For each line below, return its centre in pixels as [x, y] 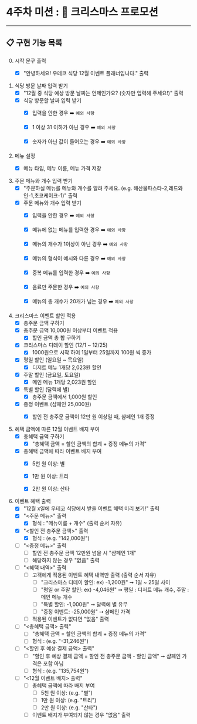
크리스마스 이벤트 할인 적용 [45, 316]
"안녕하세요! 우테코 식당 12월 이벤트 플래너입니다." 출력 [86, 73]
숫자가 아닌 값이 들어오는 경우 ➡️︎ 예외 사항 [79, 141]
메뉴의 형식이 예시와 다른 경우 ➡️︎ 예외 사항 [79, 259]
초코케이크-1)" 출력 [56, 196]
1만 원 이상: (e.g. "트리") [69, 700]
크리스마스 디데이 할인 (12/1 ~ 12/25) [65, 345]
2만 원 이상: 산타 [51, 489]
